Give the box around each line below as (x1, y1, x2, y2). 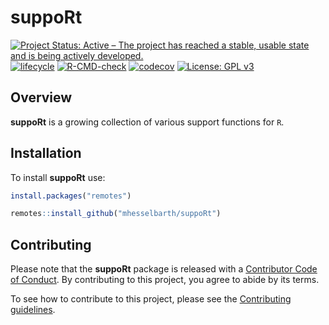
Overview (10, 89, 73, 106)
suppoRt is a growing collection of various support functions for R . (10, 116, 285, 128)
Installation (10, 145, 82, 162)
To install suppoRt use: (10, 171, 106, 183)
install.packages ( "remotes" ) (10, 191, 132, 201)
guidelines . (10, 304, 56, 316)
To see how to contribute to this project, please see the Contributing (10, 293, 292, 305)
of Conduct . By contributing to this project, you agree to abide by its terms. (10, 274, 320, 286)
